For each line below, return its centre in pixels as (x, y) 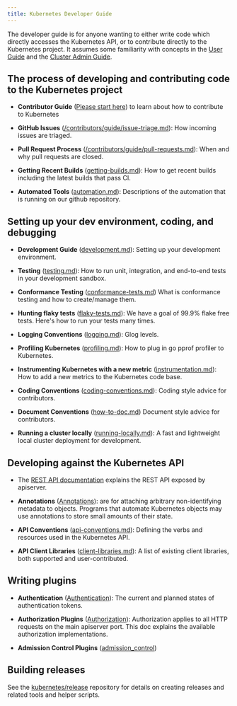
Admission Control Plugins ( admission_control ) (87, 647)
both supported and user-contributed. (73, 559)
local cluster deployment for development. (79, 441)
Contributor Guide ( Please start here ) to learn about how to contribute (120, 107)
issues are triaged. (45, 136)
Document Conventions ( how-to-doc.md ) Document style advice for (118, 412)
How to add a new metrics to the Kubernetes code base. (100, 377)
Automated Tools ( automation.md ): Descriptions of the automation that (122, 192)
